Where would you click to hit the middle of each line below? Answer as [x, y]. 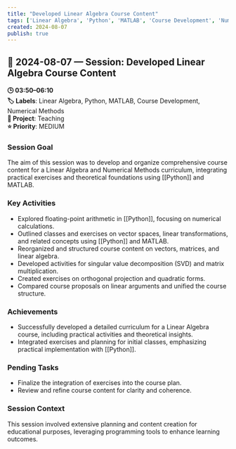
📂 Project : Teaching [36, 119]
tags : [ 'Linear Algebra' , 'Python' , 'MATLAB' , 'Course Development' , [111, 20]
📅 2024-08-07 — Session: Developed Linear [106, 62]
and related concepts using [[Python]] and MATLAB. [93, 241]
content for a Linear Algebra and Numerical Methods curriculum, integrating [117, 170]
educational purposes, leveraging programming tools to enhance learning [113, 431]
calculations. [36, 226]
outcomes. [23, 439]
